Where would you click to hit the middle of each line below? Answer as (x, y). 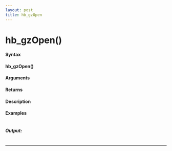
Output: (14, 131)
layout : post (19, 10)
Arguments (18, 78)
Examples (16, 113)
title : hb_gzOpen (24, 15)
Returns (14, 90)
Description (18, 101)
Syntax (13, 55)
